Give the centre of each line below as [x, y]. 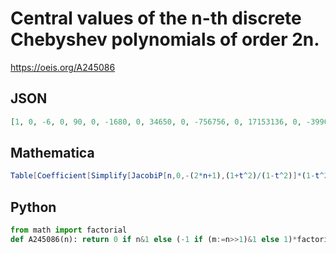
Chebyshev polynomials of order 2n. [165, 39]
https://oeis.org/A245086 [63, 67]
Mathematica [52, 153]
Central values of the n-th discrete [156, 18]
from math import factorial [69, 230]
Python [33, 207]
